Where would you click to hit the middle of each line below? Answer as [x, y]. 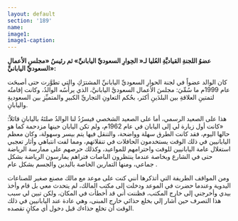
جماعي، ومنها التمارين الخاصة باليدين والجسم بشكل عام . [82, 164]
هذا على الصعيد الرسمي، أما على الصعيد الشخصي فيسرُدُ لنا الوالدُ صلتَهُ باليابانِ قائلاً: [117, 119]
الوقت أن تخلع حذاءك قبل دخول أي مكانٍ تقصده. [71, 208]
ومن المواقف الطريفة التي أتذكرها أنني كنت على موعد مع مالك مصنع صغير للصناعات [118, 178]
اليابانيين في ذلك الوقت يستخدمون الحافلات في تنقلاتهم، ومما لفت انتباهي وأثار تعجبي [119, 142]
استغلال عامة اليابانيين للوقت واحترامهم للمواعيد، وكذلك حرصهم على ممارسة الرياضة [119, 149]
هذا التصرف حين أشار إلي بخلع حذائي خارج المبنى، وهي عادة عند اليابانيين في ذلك [114, 201]
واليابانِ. [18, 105]
